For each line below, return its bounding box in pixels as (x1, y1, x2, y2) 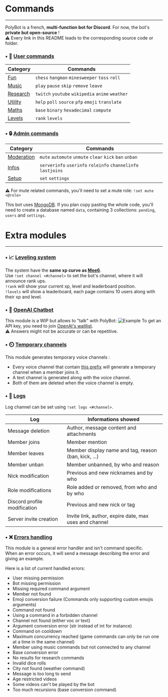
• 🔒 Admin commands (5, 130, 59, 137)
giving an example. (5, 555, 44, 561)
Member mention (66, 438, 107, 445)
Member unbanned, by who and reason (66, 461, 159, 468)
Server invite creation (7, 515, 58, 522)
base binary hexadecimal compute (35, 108, 111, 113)
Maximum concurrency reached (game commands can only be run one (12, 633, 159, 639)
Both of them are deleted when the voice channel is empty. (12, 380, 134, 386)
